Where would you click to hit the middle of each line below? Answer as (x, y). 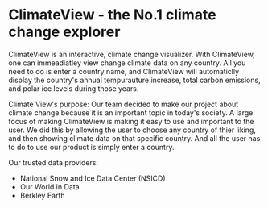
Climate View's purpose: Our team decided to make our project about (124, 104)
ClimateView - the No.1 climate (112, 15)
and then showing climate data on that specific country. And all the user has (134, 138)
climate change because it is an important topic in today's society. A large (131, 112)
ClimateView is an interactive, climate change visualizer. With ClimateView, (132, 54)
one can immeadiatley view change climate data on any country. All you (127, 63)
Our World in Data (49, 186)
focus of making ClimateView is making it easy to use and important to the (132, 121)
